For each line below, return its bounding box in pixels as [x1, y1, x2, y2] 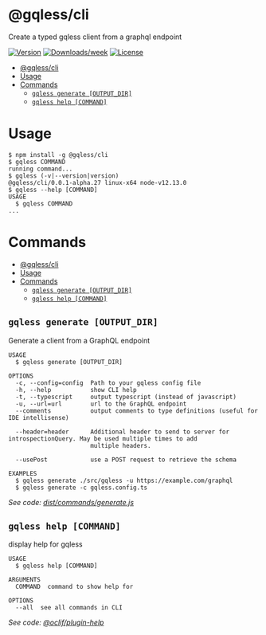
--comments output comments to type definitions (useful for [15, 406, 259, 415]
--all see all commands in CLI [15, 604, 123, 612]
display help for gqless [8, 539, 83, 549]
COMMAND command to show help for [15, 583, 134, 591]
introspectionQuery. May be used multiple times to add [8, 434, 198, 443]
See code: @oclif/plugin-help [8, 617, 104, 627]
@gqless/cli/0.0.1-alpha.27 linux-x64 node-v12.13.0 [8, 178, 187, 186]
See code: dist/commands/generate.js [8, 497, 134, 507]
